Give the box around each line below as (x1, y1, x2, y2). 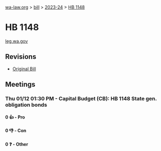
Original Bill (12, 66, 36, 72)
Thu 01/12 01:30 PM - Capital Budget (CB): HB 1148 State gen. (5, 95, 157, 102)
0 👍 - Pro (5, 114, 25, 120)
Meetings (5, 80, 36, 89)
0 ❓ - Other (5, 141, 28, 147)
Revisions (5, 52, 36, 61)
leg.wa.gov (5, 38, 28, 44)
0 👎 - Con (5, 128, 26, 134)
